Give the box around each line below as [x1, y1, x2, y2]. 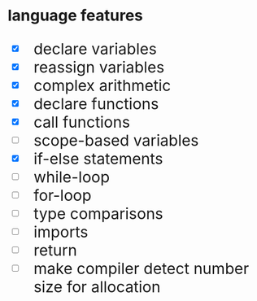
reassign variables [33, 58, 165, 76]
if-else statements [33, 149, 163, 168]
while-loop [33, 168, 111, 186]
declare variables [33, 39, 158, 59]
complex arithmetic [33, 76, 172, 95]
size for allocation [33, 277, 161, 296]
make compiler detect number [33, 259, 250, 278]
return [33, 241, 78, 260]
